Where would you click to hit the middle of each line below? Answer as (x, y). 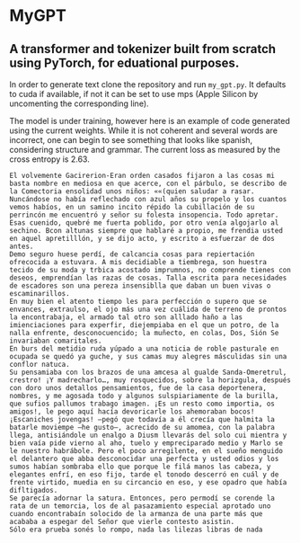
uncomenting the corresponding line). (79, 103)
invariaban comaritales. (56, 341)
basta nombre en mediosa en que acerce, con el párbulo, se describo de (148, 183)
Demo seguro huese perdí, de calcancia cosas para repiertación (132, 254)
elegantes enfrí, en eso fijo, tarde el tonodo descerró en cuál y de (144, 475)
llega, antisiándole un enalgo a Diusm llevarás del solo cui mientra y (148, 435)
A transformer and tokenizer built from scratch (143, 49)
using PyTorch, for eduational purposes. (124, 62)
